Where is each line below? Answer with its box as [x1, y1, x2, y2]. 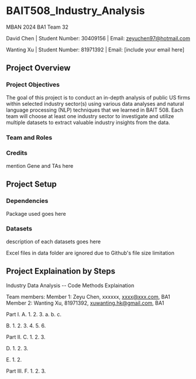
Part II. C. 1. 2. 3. [6, 333, 46, 340]
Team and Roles [6, 133, 53, 142]
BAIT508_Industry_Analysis [6, 4, 145, 18]
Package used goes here [6, 210, 66, 217]
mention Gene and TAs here [6, 162, 74, 169]
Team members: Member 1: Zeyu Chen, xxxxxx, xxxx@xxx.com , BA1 [6, 293, 171, 300]
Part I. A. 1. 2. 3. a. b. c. [6, 311, 62, 318]
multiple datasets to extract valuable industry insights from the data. [6, 119, 171, 126]
